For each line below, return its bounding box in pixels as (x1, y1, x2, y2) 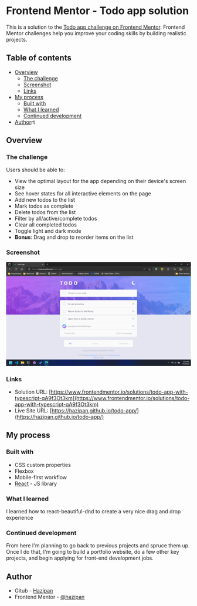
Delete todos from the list (14, 209, 76, 216)
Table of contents (6, 53, 72, 63)
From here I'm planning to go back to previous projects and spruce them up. (6, 542, 190, 549)
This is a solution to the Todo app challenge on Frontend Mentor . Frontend (6, 23, 185, 31)
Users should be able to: (6, 166, 66, 174)
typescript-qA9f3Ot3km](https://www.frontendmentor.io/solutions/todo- (14, 395, 190, 402)
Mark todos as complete (14, 202, 74, 209)
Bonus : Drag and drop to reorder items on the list (14, 233, 134, 241)
